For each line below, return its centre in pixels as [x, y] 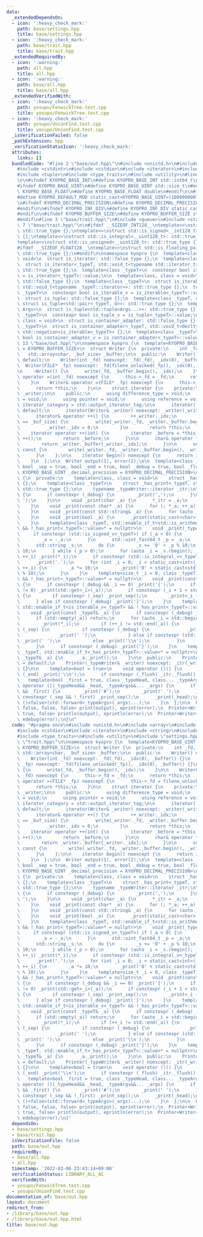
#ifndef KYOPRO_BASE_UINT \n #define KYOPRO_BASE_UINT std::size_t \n [104, 186]
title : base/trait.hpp [46, 51]
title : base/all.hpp [43, 91]
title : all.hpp [36, 74]
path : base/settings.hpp [48, 29]
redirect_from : [25, 1208]
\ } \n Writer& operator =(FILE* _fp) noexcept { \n [90, 382]
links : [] [30, 158]
